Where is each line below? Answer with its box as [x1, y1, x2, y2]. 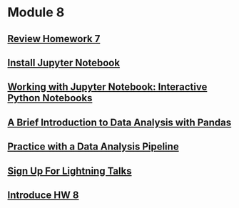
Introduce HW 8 [7, 189, 79, 201]
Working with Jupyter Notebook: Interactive [7, 81, 208, 93]
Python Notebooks [7, 92, 93, 104]
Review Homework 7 [7, 33, 101, 45]
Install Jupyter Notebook [7, 56, 120, 68]
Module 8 [7, 4, 65, 21]
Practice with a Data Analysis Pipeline [7, 140, 180, 153]
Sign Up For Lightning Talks [7, 165, 132, 177]
